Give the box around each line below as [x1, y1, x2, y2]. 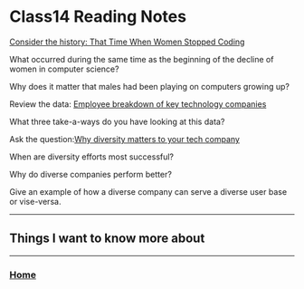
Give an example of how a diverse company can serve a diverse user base [9, 186, 288, 197]
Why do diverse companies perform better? [9, 169, 172, 179]
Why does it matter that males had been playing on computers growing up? [9, 81, 290, 92]
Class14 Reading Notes [9, 6, 187, 27]
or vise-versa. [9, 196, 62, 207]
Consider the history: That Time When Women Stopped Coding [9, 36, 245, 47]
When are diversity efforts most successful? [9, 151, 175, 162]
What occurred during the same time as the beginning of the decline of [9, 53, 274, 64]
